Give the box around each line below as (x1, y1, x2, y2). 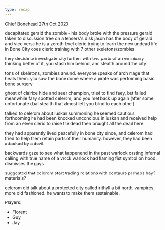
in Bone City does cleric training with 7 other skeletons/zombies (5, 46, 134, 52)
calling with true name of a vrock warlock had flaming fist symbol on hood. (5, 155, 157, 161)
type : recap (5, 7, 30, 12)
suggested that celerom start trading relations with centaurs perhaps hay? (5, 170, 156, 176)
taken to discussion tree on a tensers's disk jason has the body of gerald (5, 35, 153, 41)
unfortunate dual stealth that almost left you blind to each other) (5, 100, 135, 106)
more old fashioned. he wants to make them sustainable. (5, 190, 120, 196)
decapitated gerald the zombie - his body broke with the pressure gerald (5, 30, 153, 36)
